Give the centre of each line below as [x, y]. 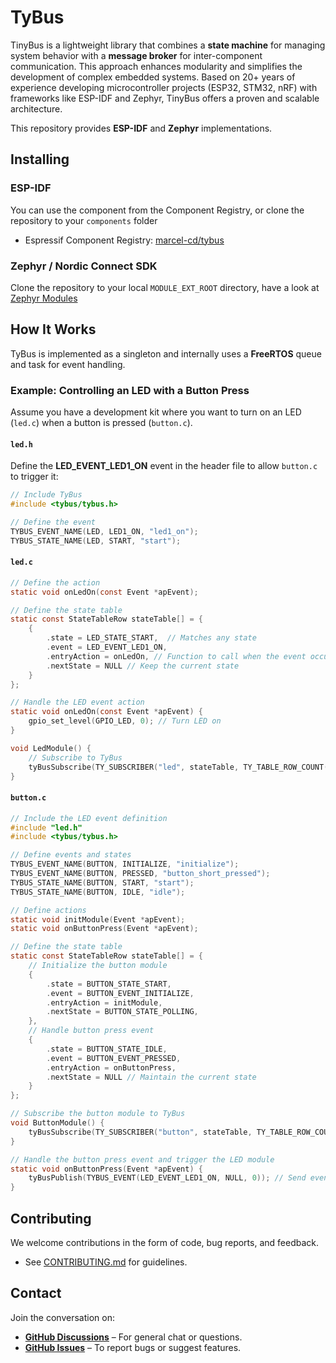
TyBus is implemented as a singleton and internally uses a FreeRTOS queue [166, 353]
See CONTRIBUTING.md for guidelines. [106, 1262]
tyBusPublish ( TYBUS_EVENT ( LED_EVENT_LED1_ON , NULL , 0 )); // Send [167, 1178]
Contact [36, 1293]
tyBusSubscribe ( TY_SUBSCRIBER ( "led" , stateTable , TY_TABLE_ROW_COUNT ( [178, 767]
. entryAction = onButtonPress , [111, 1067]
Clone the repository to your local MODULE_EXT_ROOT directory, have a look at [165, 287]
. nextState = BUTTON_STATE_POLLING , [122, 1012]
